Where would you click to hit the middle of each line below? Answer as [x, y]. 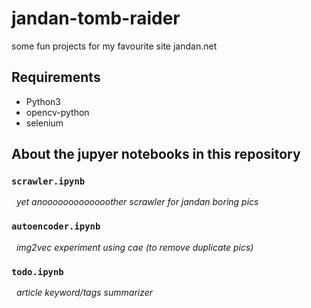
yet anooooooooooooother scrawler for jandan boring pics [137, 202]
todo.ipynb [37, 271]
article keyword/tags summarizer [84, 293]
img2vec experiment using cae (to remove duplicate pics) [134, 247]
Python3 [43, 101]
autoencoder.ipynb [56, 226]
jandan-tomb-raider [96, 18]
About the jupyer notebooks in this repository [156, 154]
